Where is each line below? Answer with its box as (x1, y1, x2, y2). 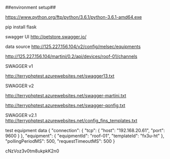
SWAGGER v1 (5, 63, 33, 69)
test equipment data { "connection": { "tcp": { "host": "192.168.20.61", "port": (5, 128, 165, 133)
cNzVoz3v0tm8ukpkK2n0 (5, 148, 59, 154)
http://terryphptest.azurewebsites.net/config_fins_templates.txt (5, 117, 138, 124)
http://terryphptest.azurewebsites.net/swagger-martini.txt (5, 93, 126, 98)
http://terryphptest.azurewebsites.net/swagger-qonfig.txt (5, 102, 125, 108)
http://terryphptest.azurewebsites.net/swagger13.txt (5, 73, 115, 79)
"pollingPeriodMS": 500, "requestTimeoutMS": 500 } (5, 138, 115, 144)
